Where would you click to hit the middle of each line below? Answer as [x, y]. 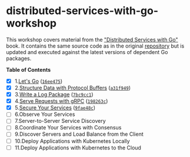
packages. [19, 58]
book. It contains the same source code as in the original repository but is [95, 46]
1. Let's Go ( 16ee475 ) [39, 81]
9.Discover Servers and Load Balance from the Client [79, 134]
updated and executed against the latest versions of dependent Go [87, 52]
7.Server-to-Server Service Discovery [60, 121]
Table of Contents [29, 69]
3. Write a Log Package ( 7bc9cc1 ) [54, 95]
